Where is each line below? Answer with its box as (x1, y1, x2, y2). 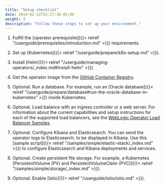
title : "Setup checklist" (5, 7, 59, 12)
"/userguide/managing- (61, 59, 109, 65)
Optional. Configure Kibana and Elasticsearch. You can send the (12, 130, 144, 136)
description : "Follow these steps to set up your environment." (5, 21, 141, 26)
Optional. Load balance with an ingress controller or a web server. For (12, 104, 156, 110)
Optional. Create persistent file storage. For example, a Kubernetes (12, 155, 150, 161)
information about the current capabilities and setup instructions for (12, 109, 152, 115)
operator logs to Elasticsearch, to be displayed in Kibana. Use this (12, 135, 147, 141)
